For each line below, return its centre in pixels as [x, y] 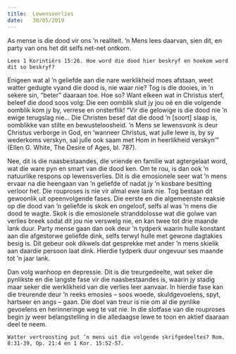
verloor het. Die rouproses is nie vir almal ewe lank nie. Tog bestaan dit [110, 191]
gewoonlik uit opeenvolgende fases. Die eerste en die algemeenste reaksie [116, 198]
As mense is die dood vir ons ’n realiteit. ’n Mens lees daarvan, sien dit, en [115, 40]
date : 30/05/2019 [36, 20]
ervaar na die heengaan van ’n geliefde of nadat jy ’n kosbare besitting [110, 183]
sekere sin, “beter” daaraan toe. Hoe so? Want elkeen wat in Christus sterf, [116, 95]
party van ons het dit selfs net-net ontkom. [69, 48]
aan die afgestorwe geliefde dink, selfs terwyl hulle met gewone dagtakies [115, 236]
